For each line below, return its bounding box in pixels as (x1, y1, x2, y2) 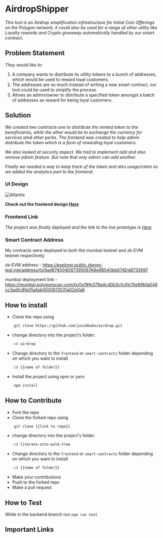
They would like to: (5, 62, 43, 67)
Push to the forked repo (12, 479, 60, 485)
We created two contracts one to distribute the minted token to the (5, 124, 138, 130)
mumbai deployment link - (5, 277, 57, 283)
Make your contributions (12, 474, 62, 480)
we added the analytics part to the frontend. (5, 168, 94, 174)
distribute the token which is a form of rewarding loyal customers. (5, 139, 137, 145)
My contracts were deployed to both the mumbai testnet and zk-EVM (5, 248, 143, 253)
